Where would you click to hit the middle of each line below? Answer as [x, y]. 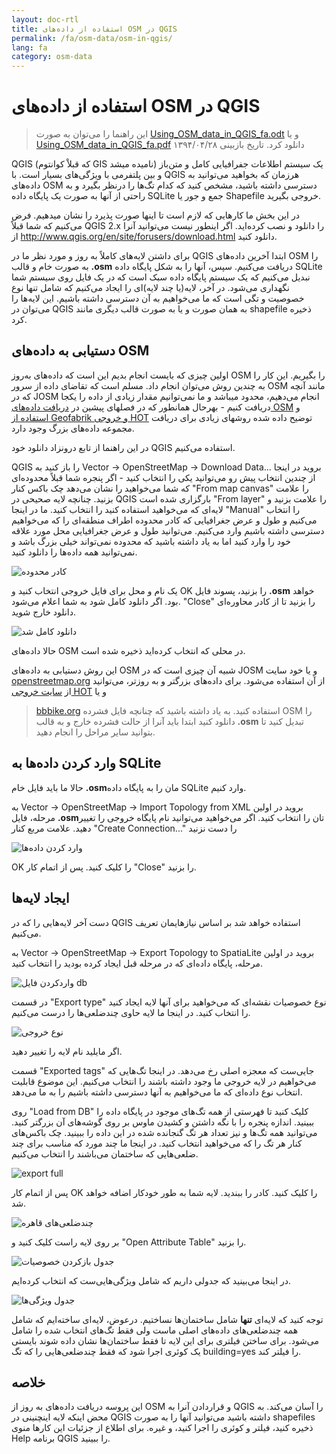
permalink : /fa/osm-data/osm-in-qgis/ [92, 38]
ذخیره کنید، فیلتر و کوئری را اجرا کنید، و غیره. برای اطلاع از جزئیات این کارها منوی [162, 1428]
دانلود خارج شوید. [43, 612]
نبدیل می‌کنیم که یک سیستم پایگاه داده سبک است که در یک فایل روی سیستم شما [161, 277]
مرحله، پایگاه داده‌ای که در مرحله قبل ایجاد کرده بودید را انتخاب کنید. [137, 963]
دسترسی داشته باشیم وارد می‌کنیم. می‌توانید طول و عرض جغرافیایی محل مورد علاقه [168, 530]
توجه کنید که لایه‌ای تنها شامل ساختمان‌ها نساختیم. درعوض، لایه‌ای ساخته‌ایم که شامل [167, 1319]
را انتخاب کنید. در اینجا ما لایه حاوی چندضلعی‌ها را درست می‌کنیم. [131, 1012]
